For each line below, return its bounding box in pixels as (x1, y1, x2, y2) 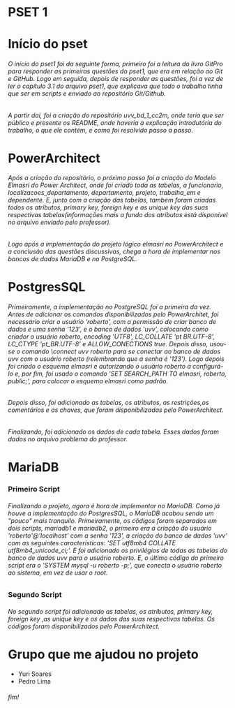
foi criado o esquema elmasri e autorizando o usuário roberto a (8, 362, 191, 370)
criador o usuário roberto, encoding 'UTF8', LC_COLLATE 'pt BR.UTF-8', (8, 332, 215, 341)
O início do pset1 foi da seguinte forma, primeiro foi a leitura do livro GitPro (8, 59, 223, 68)
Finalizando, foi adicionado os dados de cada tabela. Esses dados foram (8, 427, 219, 436)
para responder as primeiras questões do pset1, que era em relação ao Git (8, 67, 223, 75)
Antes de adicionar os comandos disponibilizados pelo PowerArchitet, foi (8, 310, 219, 318)
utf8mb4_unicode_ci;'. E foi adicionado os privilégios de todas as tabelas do (8, 546, 228, 554)
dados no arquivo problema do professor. (8, 434, 128, 443)
